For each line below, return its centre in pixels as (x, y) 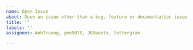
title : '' (18, 22)
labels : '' (19, 28)
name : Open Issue (27, 11)
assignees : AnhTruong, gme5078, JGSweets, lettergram (73, 33)
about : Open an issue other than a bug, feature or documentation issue (97, 17)
